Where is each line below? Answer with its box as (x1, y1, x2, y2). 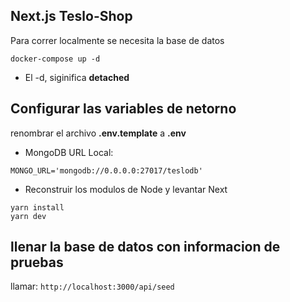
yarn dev (10, 211, 47, 221)
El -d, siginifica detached (24, 71, 130, 83)
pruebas (10, 254, 64, 271)
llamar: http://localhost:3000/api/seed (10, 280, 175, 293)
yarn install (10, 202, 65, 213)
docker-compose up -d (10, 54, 101, 64)
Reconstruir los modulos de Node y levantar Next (24, 183, 228, 195)
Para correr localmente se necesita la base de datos (10, 34, 225, 46)
